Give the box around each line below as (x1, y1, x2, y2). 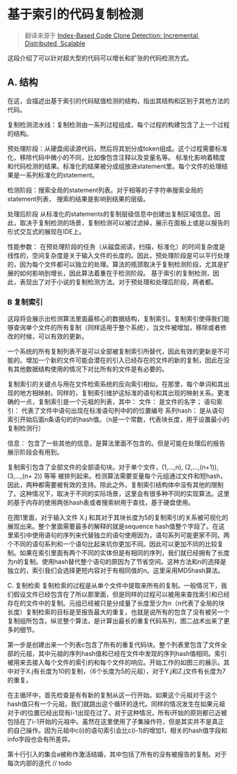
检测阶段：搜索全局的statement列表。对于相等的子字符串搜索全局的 (7, 185, 203, 194)
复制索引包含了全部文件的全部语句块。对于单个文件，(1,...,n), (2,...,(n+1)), (7, 463, 219, 471)
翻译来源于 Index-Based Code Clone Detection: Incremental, (24, 31, 200, 40)
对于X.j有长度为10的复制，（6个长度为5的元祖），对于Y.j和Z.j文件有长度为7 (13, 667, 226, 676)
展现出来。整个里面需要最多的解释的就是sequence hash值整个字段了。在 (7, 522, 219, 531)
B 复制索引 (7, 297, 44, 307)
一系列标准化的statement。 (19, 170, 99, 179)
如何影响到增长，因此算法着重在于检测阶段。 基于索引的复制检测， (19, 269, 213, 277)
